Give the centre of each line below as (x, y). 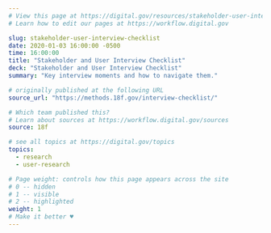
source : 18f (28, 127)
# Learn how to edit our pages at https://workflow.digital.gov (119, 23)
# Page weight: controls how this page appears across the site (119, 179)
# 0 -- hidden (32, 187)
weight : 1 (25, 210)
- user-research (43, 164)
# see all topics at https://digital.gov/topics (92, 142)
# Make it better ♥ (41, 217)
